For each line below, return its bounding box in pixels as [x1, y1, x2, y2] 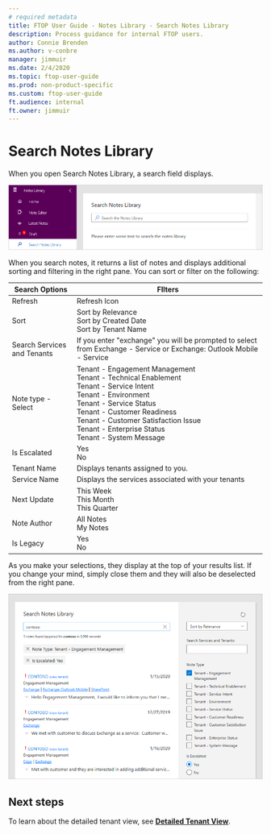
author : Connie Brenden [8, 39, 89, 47]
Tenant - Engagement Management [76, 363, 196, 374]
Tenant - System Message [76, 432, 165, 442]
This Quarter [76, 503, 119, 512]
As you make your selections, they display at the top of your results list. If [8, 560, 252, 570]
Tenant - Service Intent [76, 381, 155, 391]
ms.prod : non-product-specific [8, 81, 114, 89]
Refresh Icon [76, 296, 119, 305]
